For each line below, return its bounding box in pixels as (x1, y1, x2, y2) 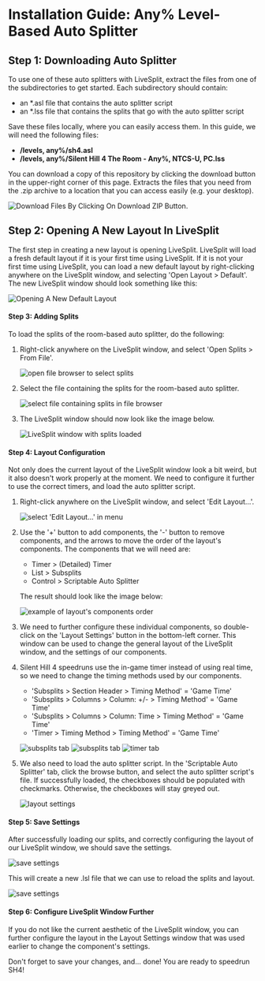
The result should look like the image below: (19, 591, 163, 601)
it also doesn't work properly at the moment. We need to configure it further (8, 473, 255, 483)
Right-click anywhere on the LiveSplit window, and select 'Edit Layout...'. (19, 497, 255, 506)
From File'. (19, 353, 54, 363)
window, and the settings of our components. (19, 647, 167, 657)
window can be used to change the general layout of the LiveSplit (19, 639, 233, 648)
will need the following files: (8, 130, 99, 140)
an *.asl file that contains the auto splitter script (19, 99, 174, 107)
